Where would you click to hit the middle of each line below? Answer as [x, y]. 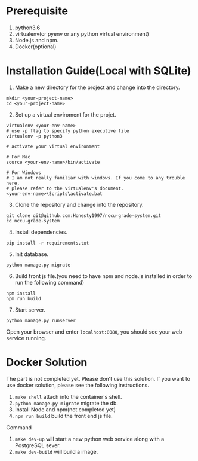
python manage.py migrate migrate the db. [66, 403]
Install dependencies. [41, 232]
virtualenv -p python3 [34, 136]
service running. [26, 338]
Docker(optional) [35, 47]
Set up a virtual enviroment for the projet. [65, 114]
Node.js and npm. [37, 40]
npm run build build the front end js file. [64, 416]
